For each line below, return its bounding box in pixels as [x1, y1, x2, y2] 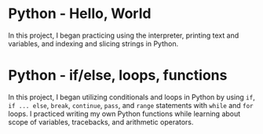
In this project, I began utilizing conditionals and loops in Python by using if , [8, 92, 255, 102]
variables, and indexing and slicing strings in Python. [8, 38, 179, 48]
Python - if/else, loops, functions [8, 67, 228, 85]
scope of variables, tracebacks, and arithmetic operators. [8, 117, 194, 126]
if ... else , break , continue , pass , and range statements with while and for [8, 100, 254, 110]
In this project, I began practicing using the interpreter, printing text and [8, 31, 239, 40]
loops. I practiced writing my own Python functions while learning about [8, 109, 241, 118]
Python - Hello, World [8, 5, 152, 23]
